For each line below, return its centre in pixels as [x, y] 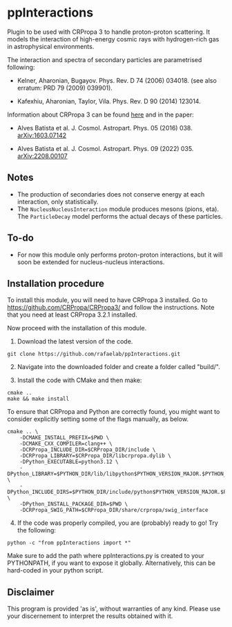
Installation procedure [56, 283]
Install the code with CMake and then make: [79, 380]
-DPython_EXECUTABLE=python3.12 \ [69, 462]
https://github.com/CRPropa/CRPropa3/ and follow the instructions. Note [111, 308]
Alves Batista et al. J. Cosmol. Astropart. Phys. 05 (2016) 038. [105, 128]
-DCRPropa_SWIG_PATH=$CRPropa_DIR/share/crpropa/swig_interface [114, 510]
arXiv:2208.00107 [42, 156]
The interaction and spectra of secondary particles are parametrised [105, 59]
